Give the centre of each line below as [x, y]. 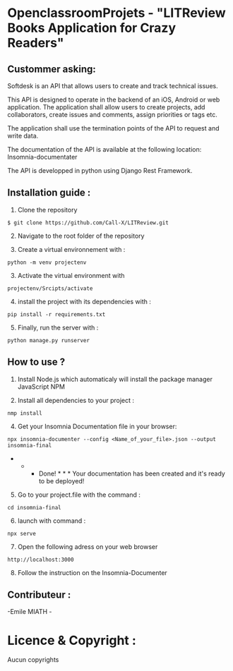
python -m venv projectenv [47, 262]
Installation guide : [49, 193]
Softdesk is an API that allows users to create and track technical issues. [113, 86]
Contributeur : [39, 595]
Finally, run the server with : [58, 327]
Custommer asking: [52, 69]
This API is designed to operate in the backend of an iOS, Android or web [114, 99]
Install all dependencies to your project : [76, 400]
